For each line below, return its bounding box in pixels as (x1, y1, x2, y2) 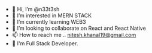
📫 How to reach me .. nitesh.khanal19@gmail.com (11, 32, 136, 38)
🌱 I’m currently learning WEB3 (11, 18, 86, 25)
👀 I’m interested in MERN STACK (11, 12, 92, 19)
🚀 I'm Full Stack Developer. (11, 40, 78, 47)
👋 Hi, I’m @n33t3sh (11, 6, 60, 13)
